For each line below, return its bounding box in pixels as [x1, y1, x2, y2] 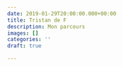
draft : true [7, 42, 42, 49]
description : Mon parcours [7, 23, 85, 30]
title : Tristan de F [7, 17, 67, 24]
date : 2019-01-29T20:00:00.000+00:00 [7, 10, 117, 17]
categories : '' [7, 36, 51, 43]
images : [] [7, 29, 39, 37]
